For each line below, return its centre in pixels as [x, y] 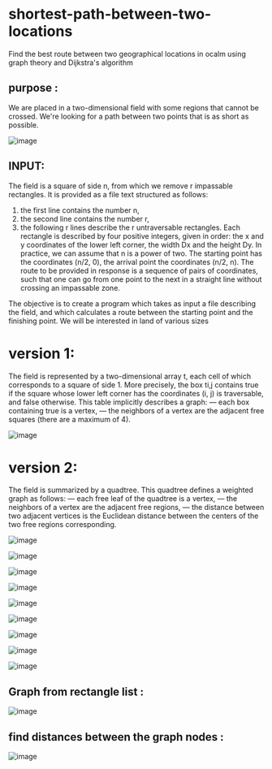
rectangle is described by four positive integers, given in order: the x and [142, 235]
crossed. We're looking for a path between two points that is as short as [129, 116]
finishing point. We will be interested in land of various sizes [109, 321]
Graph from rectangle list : [76, 691]
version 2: [43, 467]
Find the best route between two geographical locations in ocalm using [127, 54]
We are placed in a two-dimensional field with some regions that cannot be [134, 107]
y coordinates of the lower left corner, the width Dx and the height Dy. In [141, 244]
